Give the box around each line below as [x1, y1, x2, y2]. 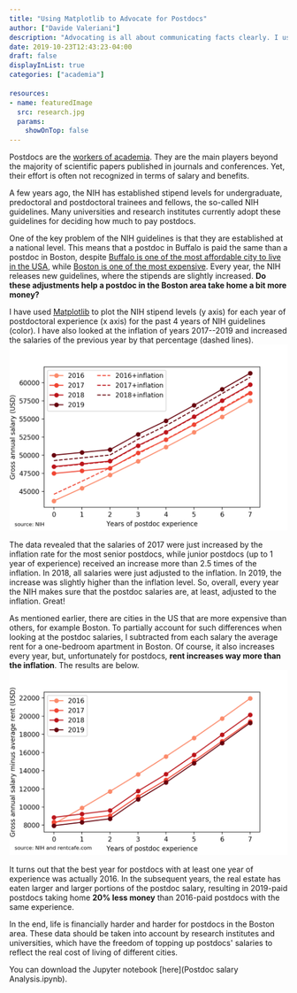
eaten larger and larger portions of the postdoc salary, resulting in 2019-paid [9, 883, 288, 894]
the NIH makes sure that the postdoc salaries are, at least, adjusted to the [9, 586, 277, 597]
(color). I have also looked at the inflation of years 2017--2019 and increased [9, 326, 287, 336]
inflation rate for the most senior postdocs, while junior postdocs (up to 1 [9, 549, 274, 559]
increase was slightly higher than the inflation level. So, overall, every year [9, 576, 279, 588]
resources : [9, 89, 49, 97]
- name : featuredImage [9, 98, 93, 107]
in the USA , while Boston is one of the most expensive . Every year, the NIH [9, 261, 281, 272]
